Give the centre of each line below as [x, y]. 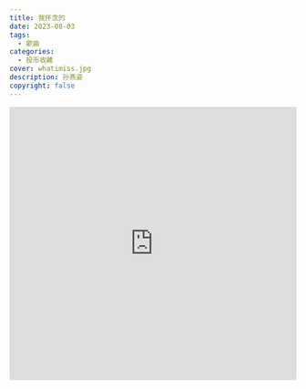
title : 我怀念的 [37, 18]
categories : [32, 52]
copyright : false [42, 86]
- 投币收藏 [36, 60]
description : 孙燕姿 [46, 77]
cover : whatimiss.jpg [51, 69]
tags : [20, 35]
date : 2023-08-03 [42, 26]
